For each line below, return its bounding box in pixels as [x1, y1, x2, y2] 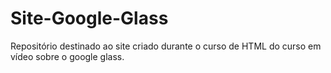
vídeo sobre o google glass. [10, 50, 125, 62]
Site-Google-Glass [10, 7, 169, 30]
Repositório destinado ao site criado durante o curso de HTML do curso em [10, 40, 322, 52]
